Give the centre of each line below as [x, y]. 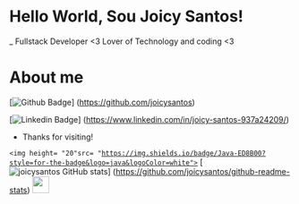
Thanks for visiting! [58, 137]
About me [47, 77]
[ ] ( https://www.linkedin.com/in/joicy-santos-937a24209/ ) [149, 119]
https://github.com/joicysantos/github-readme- [203, 171]
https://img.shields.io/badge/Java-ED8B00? [184, 153]
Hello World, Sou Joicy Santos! [127, 17]
